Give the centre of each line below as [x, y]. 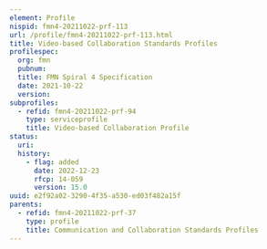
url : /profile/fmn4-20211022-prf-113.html [91, 35]
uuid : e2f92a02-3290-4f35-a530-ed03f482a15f [95, 196]
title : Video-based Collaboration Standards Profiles [114, 43]
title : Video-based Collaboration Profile [108, 129]
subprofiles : [34, 103]
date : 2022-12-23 [67, 171]
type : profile [52, 221]
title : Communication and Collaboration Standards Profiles [142, 230]
